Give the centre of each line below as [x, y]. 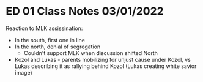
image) [24, 72]
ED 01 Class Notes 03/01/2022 [85, 11]
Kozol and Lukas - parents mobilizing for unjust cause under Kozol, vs [102, 59]
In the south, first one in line [50, 40]
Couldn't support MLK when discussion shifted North [91, 53]
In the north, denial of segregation [57, 47]
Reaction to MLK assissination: [44, 28]
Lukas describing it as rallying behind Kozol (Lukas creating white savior [105, 66]
